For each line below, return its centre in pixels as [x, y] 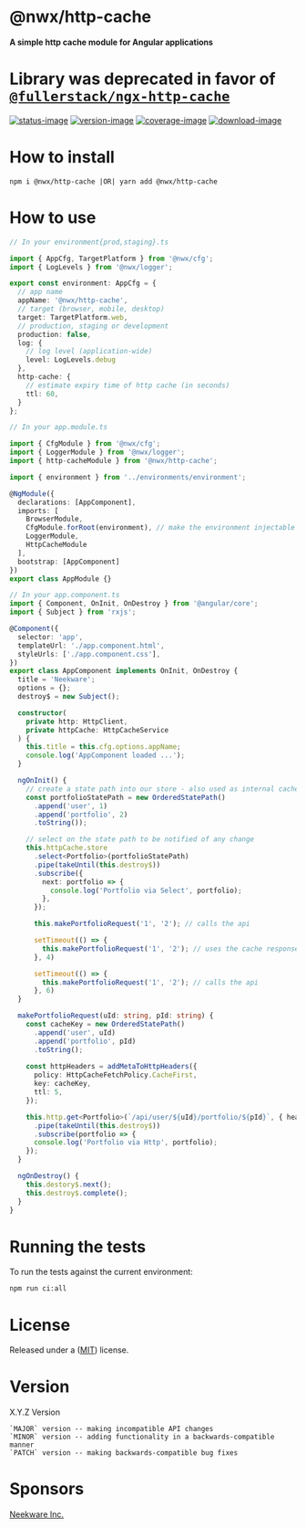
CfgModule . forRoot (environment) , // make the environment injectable [161, 528]
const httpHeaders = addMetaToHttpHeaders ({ [112, 1067]
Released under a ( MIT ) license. [69, 1350]
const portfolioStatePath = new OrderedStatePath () [126, 797]
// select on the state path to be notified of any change [140, 839]
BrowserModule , [55, 519]
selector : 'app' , [51, 637]
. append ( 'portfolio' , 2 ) [81, 815]
